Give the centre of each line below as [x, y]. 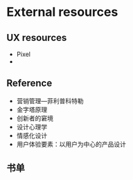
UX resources [37, 38]
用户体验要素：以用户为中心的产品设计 [71, 144]
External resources [62, 12]
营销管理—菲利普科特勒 [50, 100]
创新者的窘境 [35, 118]
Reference [29, 83]
